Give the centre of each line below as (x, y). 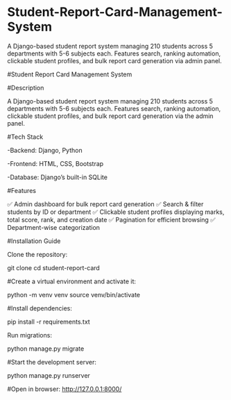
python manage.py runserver (49, 375)
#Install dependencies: (40, 308)
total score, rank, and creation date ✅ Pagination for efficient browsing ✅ (112, 219)
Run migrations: (29, 335)
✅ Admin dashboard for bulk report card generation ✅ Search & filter (105, 204)
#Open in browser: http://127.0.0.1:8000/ (65, 389)
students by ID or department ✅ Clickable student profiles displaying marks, (116, 212)
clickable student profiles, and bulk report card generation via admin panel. (114, 60)
